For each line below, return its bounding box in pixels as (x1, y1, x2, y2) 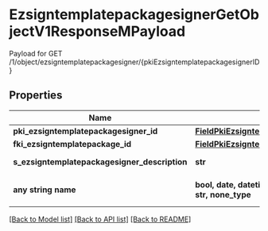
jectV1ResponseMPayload (9, 22, 186, 40)
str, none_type (195, 189, 251, 200)
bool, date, (195, 179, 236, 190)
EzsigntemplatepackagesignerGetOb (9, 6, 259, 24)
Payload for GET (9, 48, 63, 58)
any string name (13, 184, 76, 195)
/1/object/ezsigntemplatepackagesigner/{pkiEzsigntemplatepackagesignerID (9, 57, 260, 67)
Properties (9, 89, 63, 102)
